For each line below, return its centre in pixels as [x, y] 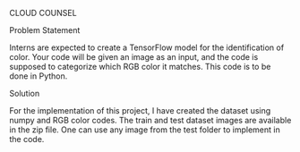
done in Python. [39, 76]
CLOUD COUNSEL [43, 13]
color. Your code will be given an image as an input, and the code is [134, 57]
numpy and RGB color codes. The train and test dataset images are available [150, 120]
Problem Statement [45, 30]
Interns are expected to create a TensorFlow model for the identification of [147, 47]
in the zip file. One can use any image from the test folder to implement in [145, 130]
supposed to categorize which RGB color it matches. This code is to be [140, 67]
